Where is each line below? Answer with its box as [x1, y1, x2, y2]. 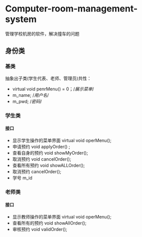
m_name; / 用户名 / [12, 92, 49, 98]
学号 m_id [12, 175, 32, 181]
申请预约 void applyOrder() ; [12, 143, 71, 150]
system [5, 13, 37, 25]
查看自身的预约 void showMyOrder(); [12, 150, 88, 156]
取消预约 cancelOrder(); [12, 168, 61, 175]
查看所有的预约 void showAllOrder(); [12, 220, 87, 226]
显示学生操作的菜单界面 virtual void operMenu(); [12, 137, 112, 143]
